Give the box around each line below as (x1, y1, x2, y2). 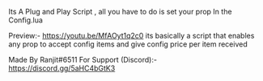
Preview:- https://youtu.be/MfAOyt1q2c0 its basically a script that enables (8, 31, 255, 40)
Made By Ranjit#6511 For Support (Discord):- (8, 55, 158, 64)
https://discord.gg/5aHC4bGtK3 (8, 63, 116, 73)
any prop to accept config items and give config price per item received (8, 39, 248, 49)
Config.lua (8, 15, 43, 25)
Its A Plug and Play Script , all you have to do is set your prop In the (8, 7, 232, 16)
